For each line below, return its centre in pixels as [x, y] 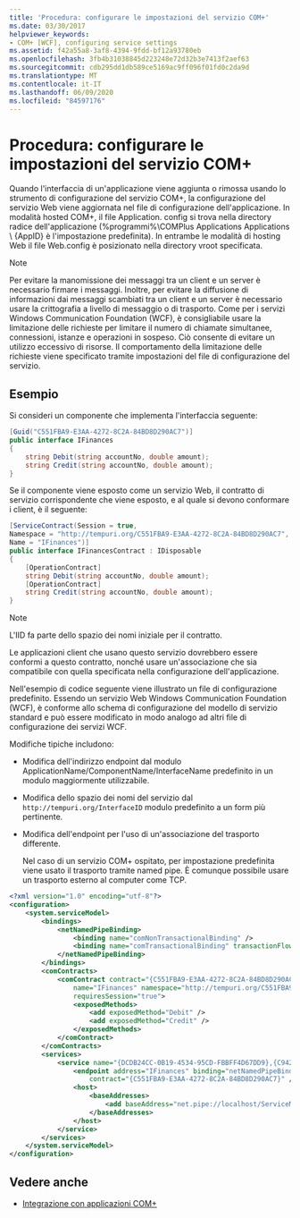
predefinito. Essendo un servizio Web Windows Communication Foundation [148, 698]
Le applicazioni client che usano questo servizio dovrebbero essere [133, 653]
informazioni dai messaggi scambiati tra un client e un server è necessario [146, 300]
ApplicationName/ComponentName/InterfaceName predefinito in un [148, 771]
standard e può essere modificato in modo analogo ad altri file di [128, 717]
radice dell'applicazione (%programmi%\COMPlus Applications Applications [150, 227]
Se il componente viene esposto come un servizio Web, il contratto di [137, 491]
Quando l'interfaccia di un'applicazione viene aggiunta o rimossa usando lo [148, 189]
